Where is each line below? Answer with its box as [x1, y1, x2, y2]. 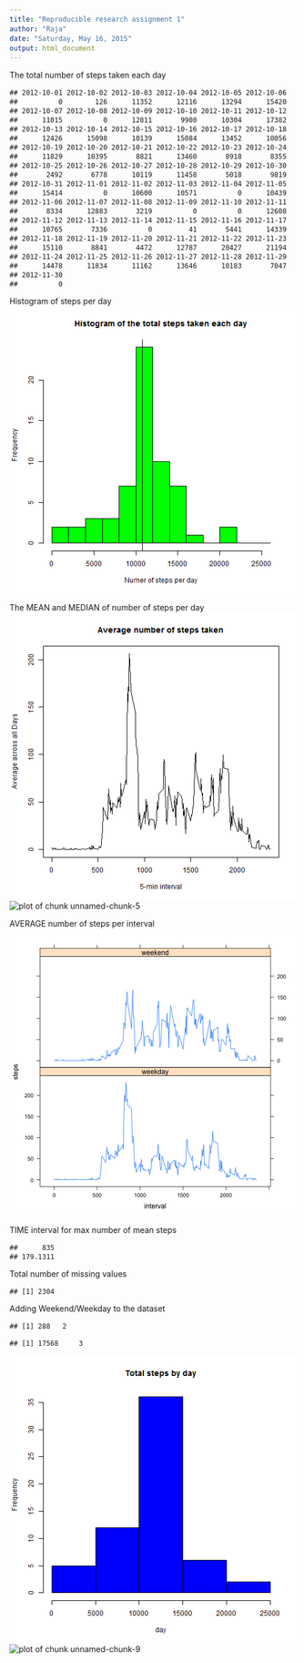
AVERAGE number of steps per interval [9, 919, 155, 929]
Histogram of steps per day [9, 296, 112, 307]
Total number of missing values [9, 1268, 127, 1279]
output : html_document [9, 44, 96, 53]
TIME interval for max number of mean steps [9, 1225, 177, 1236]
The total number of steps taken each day [9, 69, 167, 81]
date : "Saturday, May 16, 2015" [9, 34, 132, 43]
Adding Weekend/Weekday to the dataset [9, 1303, 166, 1314]
